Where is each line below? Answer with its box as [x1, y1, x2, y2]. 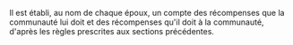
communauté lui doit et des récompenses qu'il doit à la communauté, [9, 17, 264, 27]
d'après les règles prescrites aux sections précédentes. [9, 26, 215, 36]
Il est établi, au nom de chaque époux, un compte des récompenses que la [9, 8, 285, 18]
